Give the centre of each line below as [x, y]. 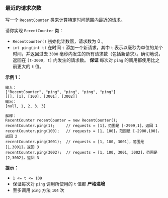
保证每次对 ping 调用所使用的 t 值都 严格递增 [59, 184]
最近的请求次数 [23, 8]
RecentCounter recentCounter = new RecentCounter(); [62, 120]
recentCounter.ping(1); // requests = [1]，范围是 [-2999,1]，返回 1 [81, 126]
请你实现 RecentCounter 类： [34, 31]
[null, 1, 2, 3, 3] [26, 106]
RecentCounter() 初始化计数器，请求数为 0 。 [59, 41]
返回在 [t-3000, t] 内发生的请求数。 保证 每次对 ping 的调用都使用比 [84, 60]
